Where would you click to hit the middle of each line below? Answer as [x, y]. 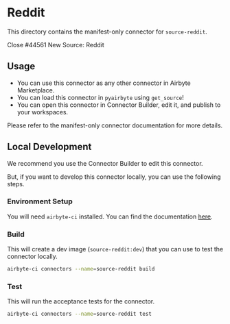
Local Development [49, 147]
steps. [16, 184]
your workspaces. [43, 112]
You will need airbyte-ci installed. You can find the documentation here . [110, 216]
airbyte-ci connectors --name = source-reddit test [80, 314]
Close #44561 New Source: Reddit [56, 45]
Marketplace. [36, 90]
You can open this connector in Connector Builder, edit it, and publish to [119, 105]
